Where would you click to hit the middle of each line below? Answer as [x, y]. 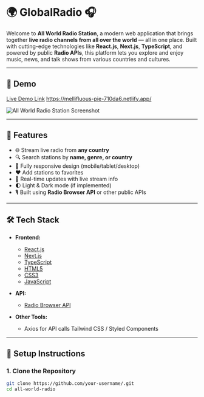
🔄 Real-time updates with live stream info [66, 179]
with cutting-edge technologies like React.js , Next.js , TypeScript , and [94, 46]
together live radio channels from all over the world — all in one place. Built [102, 40]
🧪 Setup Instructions [46, 354]
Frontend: [28, 238]
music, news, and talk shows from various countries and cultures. [89, 59]
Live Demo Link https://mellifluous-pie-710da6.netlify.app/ [79, 98]
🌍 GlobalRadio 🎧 [51, 12]
